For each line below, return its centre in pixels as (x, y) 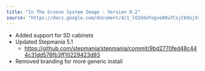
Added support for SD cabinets (54, 35)
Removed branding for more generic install (69, 61)
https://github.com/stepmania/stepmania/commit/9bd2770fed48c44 (110, 48)
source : (16, 18)
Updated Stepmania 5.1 (44, 42)
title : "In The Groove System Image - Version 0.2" (73, 12)
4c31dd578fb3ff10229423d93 (62, 54)
